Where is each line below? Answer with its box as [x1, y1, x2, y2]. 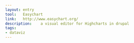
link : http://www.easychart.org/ [5, 16, 79, 21]
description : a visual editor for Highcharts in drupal [5, 21, 130, 26]
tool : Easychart [5, 12, 43, 17]
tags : [5, 26, 16, 31]
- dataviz [5, 30, 26, 35]
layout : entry [5, 7, 35, 12]
